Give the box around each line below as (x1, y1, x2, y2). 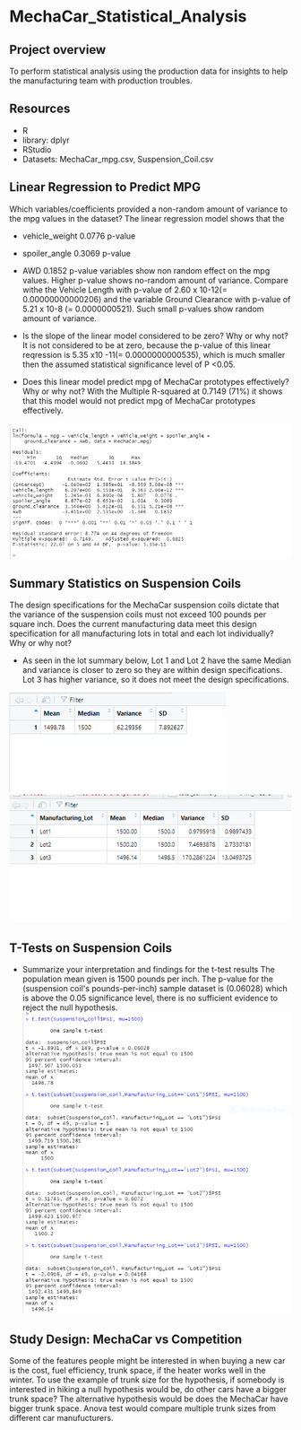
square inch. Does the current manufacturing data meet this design (9, 619, 257, 630)
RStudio (21, 144, 52, 154)
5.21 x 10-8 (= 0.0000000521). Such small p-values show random (21, 303, 264, 314)
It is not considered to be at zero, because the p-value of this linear (21, 339, 271, 351)
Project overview (9, 42, 107, 57)
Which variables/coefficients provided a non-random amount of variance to (9, 204, 288, 214)
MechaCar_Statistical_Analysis (9, 6, 247, 27)
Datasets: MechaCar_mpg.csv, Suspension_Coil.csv (21, 153, 214, 164)
